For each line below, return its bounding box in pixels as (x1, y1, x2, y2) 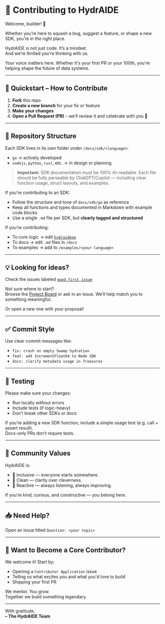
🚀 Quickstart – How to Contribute (5, 84, 108, 93)
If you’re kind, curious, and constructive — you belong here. (5, 492, 127, 498)
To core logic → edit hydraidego (12, 234, 76, 240)
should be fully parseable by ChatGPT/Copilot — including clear (17, 175, 146, 181)
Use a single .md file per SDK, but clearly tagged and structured (12, 215, 143, 221)
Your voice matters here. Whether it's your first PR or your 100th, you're (5, 60, 150, 66)
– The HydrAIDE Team (5, 613, 51, 619)
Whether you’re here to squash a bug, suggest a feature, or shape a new (5, 30, 152, 36)
